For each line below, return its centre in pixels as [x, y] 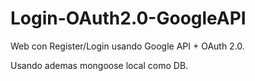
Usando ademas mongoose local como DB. [99, 65]
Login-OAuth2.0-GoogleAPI [128, 18]
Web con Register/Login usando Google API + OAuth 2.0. [127, 46]
